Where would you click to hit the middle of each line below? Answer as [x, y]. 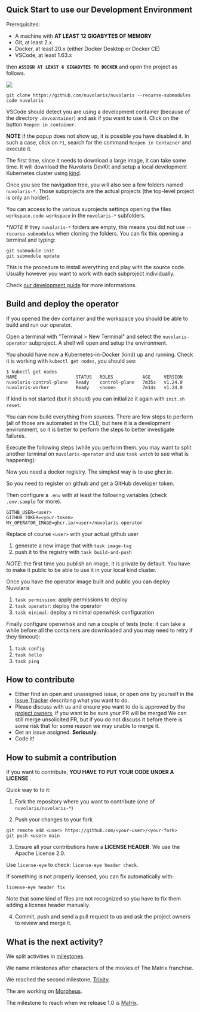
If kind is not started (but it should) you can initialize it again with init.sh [96, 399]
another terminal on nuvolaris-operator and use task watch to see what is [98, 454]
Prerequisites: [23, 24]
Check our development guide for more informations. [72, 285]
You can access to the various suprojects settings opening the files [89, 209]
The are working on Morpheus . [44, 991]
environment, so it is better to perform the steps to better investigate [90, 429]
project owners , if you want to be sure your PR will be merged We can [101, 713]
